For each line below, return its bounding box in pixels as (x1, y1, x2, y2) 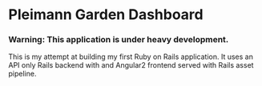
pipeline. (8, 69, 37, 79)
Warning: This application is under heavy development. (8, 34, 229, 45)
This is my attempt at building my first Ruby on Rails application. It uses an (8, 52, 254, 61)
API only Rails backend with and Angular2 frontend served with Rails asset (8, 61, 254, 70)
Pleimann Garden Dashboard (8, 6, 204, 24)
